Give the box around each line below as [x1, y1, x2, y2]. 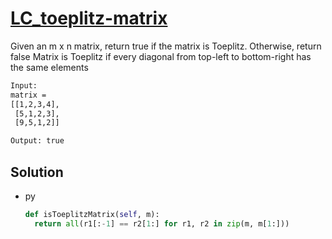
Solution [10, 163, 64, 181]
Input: [10, 80, 38, 91]
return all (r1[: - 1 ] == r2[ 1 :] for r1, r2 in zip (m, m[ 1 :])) [34, 218, 290, 229]
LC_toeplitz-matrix [10, 7, 168, 30]
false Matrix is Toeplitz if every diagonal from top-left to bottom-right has [10, 50, 312, 62]
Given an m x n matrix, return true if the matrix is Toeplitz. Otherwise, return [10, 40, 322, 52]
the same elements [10, 61, 89, 73]
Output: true [10, 136, 65, 146]
